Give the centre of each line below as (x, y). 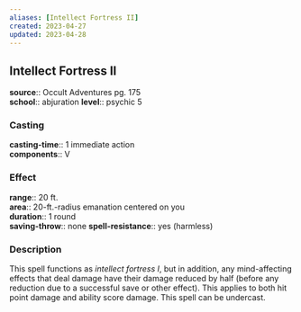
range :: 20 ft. (34, 197)
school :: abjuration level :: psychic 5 (76, 102)
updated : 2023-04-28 (48, 34)
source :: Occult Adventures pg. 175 (75, 93)
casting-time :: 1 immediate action (72, 145)
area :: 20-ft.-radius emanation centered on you (97, 207)
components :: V (40, 155)
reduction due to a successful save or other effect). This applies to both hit (148, 288)
